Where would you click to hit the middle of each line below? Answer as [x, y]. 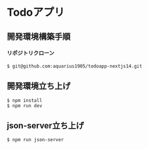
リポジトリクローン [31, 53]
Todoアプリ [36, 12]
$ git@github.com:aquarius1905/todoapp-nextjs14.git [75, 66]
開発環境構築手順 [39, 36]
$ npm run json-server [35, 140]
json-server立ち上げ [45, 125]
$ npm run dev [25, 106]
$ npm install [25, 100]
